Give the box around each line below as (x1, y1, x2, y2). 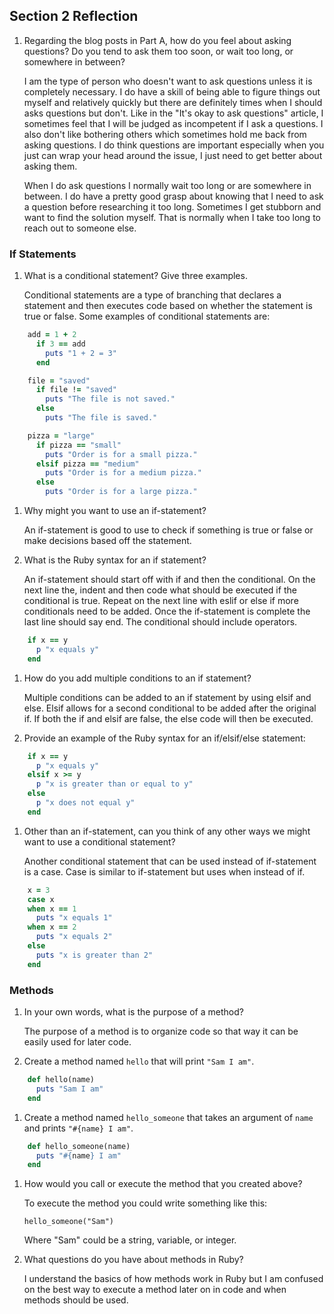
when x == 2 (27, 922, 77, 933)
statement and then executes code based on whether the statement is (23, 300, 313, 312)
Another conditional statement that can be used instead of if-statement (23, 855, 317, 867)
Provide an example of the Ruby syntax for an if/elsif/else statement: (23, 732, 306, 744)
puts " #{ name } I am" (35, 1150, 122, 1161)
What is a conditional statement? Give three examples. (23, 270, 248, 282)
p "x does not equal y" (35, 798, 136, 808)
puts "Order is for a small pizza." (45, 449, 198, 459)
